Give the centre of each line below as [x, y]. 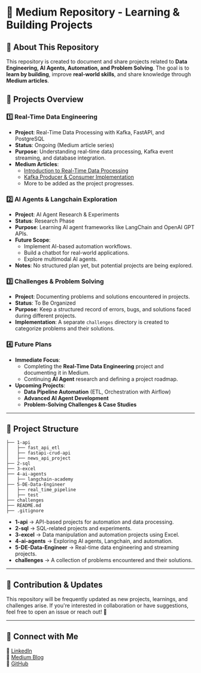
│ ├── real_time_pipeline [41, 490]
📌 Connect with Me [42, 636]
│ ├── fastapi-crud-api [38, 453]
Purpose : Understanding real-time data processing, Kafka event [94, 151]
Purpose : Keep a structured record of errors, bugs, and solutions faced [103, 310]
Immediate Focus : [38, 360]
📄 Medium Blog [25, 657]
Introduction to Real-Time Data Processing [76, 170]
